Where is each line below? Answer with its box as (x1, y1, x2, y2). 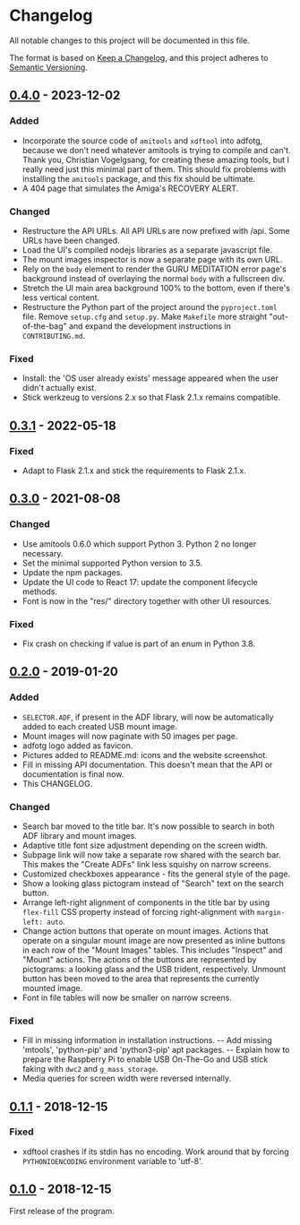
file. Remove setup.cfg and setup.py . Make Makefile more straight (21, 311, 268, 322)
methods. (21, 586, 58, 597)
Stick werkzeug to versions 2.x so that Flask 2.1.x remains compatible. (21, 392, 280, 403)
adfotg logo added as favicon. (21, 740, 133, 751)
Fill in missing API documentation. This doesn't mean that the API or (21, 759, 273, 770)
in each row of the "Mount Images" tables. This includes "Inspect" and (21, 945, 283, 955)
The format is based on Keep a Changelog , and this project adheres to (9, 52, 269, 63)
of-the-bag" (21, 320, 67, 332)
